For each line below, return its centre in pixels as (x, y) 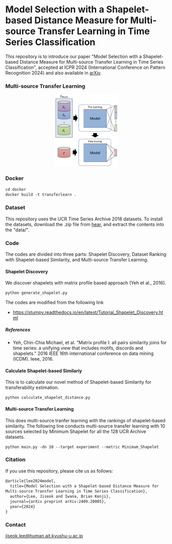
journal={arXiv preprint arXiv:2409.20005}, (58, 501)
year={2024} (23, 507)
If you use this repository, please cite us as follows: (59, 471)
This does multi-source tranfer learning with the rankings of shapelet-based (85, 420)
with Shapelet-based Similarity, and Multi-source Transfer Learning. (77, 259)
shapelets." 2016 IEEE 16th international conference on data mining (83, 353)
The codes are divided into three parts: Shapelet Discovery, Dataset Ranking (86, 254)
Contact (16, 524)
